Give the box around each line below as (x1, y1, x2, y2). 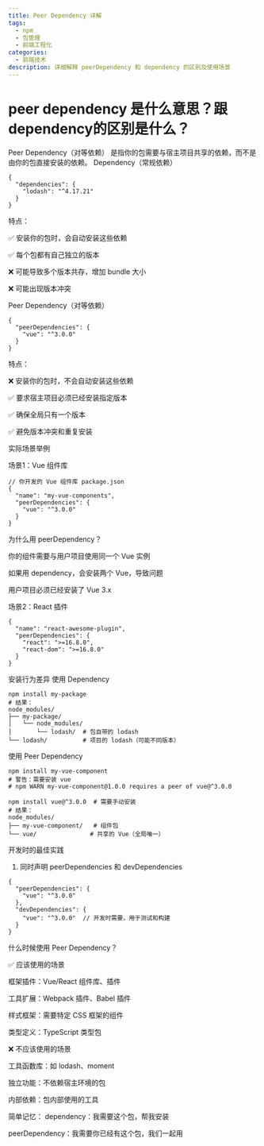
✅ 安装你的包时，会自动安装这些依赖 (8, 233, 128, 242)
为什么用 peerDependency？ (8, 534, 102, 544)
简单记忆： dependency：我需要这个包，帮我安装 (8, 1111, 170, 1121)
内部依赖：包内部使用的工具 (8, 1094, 99, 1104)
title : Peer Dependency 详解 (8, 11, 102, 20)
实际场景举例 (8, 443, 50, 453)
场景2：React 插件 (8, 601, 69, 612)
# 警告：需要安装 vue (8, 775, 71, 783)
